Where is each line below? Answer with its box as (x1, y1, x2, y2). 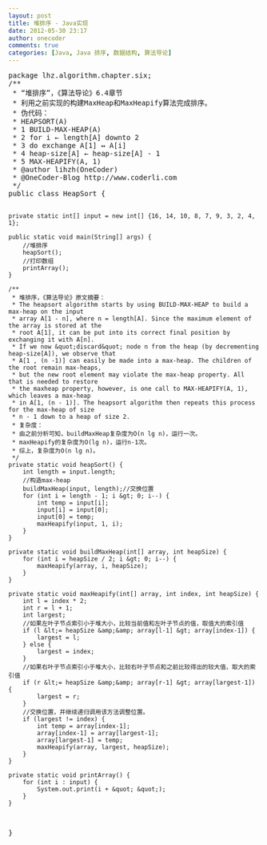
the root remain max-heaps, (8, 364, 102, 372)
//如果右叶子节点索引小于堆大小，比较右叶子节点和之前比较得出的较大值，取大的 (22, 663, 250, 671)
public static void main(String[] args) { (8, 233, 152, 241)
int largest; (22, 611, 66, 619)
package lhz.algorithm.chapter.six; (8, 71, 152, 80)
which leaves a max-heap (8, 392, 91, 400)
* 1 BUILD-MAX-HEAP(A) (12, 125, 102, 134)
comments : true (8, 42, 59, 50)
